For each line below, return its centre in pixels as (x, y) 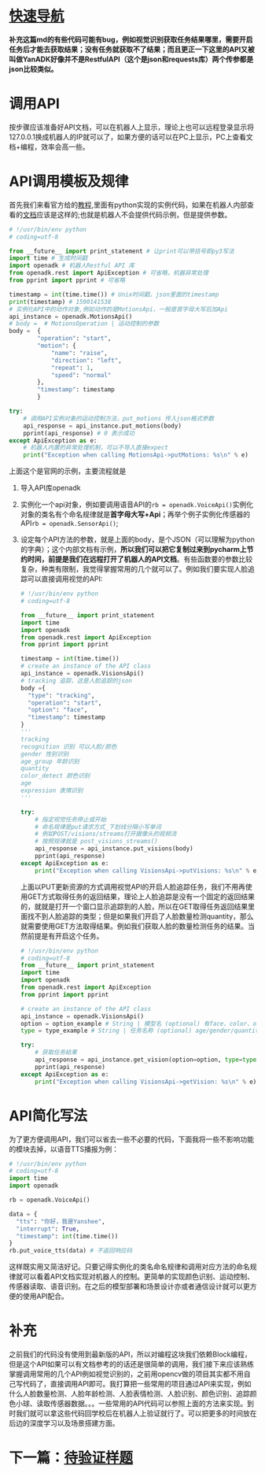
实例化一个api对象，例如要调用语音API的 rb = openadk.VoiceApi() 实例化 (137, 505)
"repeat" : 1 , (72, 368)
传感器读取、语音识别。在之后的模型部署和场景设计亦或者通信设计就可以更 (129, 1286)
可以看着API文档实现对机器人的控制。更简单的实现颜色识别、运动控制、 (138, 1277)
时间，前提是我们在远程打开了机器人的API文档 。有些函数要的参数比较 (140, 559)
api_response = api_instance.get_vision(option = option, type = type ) (147, 1060)
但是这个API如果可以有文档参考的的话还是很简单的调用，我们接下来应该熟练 (132, 1364)
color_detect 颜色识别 (55, 776)
